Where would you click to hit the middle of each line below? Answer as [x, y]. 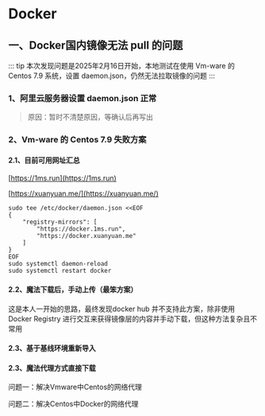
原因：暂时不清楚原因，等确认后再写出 [90, 117]
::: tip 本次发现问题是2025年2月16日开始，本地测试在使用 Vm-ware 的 [122, 66]
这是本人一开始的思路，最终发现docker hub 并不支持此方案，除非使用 [122, 309]
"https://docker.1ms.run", [81, 229]
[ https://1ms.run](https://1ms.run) [62, 178]
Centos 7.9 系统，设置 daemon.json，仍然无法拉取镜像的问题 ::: [112, 76]
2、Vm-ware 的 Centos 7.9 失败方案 [77, 140]
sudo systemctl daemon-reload [58, 264]
